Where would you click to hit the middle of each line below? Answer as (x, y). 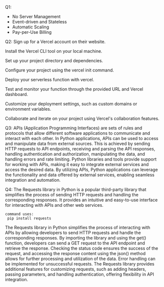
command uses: (20, 214)
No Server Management (36, 16)
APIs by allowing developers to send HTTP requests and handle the (73, 233)
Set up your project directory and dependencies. (54, 60)
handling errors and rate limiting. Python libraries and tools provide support (81, 159)
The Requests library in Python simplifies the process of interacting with (78, 227)
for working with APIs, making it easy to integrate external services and (77, 164)
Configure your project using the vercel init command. (59, 70)
